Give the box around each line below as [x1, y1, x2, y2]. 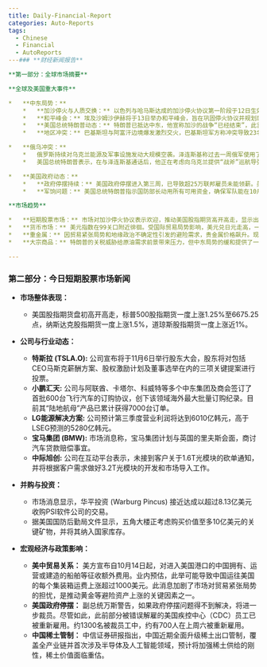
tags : [8, 26, 26, 34]
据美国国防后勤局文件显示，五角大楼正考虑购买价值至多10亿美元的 [31, 516, 249, 526]
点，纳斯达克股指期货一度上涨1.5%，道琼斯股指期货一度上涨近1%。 [31, 320, 253, 329]
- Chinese [15, 33, 48, 42]
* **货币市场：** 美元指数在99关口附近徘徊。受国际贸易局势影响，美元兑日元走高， [8, 224, 254, 232]
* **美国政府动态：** [8, 172, 79, 180]
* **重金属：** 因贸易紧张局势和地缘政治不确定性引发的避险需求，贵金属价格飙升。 [8, 231, 253, 239]
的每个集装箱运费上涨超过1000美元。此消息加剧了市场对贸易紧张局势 [31, 580, 257, 590]
